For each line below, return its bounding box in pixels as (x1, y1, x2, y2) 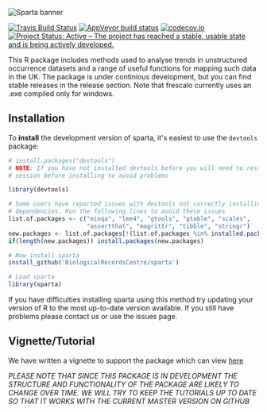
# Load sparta (8, 273, 56, 281)
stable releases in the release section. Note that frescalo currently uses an (8, 80, 252, 90)
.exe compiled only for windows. (8, 89, 115, 98)
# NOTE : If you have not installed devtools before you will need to (8, 164, 244, 172)
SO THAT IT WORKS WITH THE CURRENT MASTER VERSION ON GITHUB (8, 396, 250, 406)
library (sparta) (8, 280, 62, 289)
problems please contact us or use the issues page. (8, 312, 178, 322)
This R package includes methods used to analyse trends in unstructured (8, 56, 248, 64)
